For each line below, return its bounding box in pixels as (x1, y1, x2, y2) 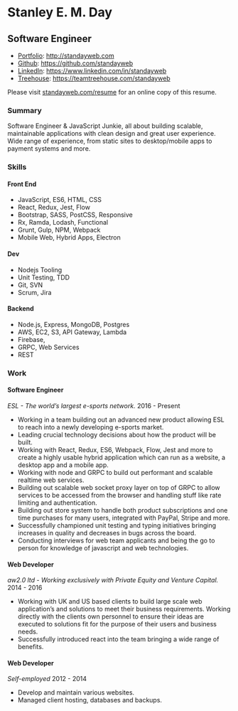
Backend (7, 304, 34, 313)
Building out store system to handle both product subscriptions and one (17, 506, 228, 514)
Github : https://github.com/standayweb (17, 59, 134, 68)
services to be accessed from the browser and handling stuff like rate (17, 491, 222, 499)
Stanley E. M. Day (7, 4, 112, 21)
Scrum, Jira (17, 288, 52, 296)
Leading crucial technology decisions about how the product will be (17, 430, 217, 439)
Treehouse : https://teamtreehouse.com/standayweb (17, 74, 171, 82)
